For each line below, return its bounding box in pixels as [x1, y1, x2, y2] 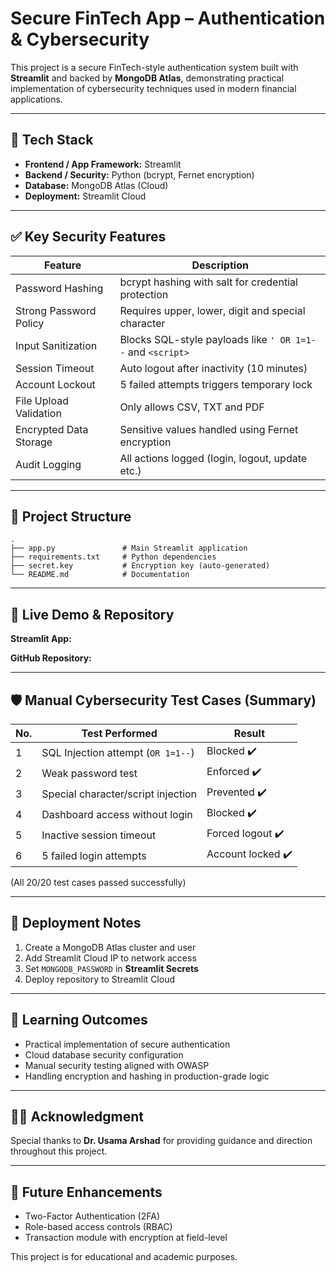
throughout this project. [10, 1145, 108, 1157]
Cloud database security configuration [24, 1048, 184, 1061]
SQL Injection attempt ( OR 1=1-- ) [41, 745, 195, 759]
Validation [15, 406, 62, 420]
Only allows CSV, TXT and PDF [119, 400, 265, 414]
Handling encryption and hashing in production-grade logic [24, 1070, 270, 1082]
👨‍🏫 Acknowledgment [10, 1108, 144, 1126]
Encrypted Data [15, 422, 89, 436]
